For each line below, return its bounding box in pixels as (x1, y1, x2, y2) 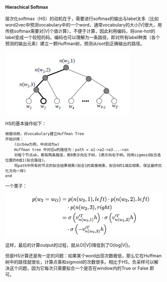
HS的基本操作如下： (5, 120, 46, 127)
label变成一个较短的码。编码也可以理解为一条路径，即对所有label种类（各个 (5, 34, 161, 40)
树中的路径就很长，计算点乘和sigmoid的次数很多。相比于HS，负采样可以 (5, 259, 155, 265)
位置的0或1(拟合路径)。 (5, 158, 48, 163)
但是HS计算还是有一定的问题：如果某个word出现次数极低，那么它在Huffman (5, 253, 162, 259)
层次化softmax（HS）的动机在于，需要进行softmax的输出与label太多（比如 (5, 15, 159, 22)
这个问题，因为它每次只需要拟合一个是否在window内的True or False (9, 265, 149, 271)
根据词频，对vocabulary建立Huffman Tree (5, 131, 84, 137)
